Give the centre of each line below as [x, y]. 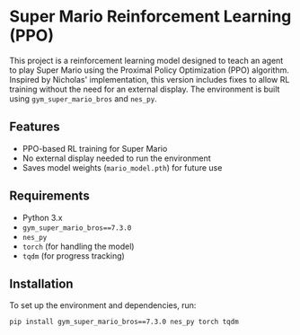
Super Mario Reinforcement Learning [150, 17]
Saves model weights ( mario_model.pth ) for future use [122, 167]
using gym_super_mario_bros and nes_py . [83, 98]
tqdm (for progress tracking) [74, 256]
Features [35, 127]
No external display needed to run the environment [116, 158]
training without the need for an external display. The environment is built [145, 89]
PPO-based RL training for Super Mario [95, 148]
